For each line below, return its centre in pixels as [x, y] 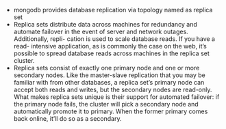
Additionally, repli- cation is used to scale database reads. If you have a [114, 39]
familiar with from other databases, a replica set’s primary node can [109, 82]
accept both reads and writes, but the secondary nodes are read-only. [113, 89]
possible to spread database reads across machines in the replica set [112, 53]
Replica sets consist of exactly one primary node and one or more [106, 68]
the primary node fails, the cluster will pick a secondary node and [106, 104]
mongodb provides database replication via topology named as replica [113, 10]
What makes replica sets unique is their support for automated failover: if [116, 97]
